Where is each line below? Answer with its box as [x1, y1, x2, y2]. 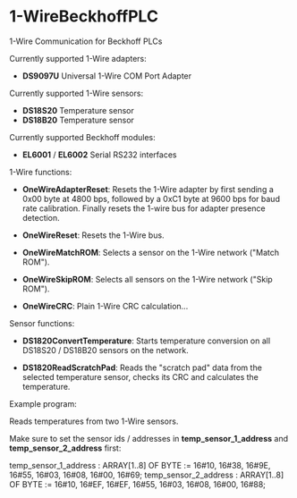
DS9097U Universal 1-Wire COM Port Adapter [21, 70, 192, 81]
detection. [21, 212, 60, 223]
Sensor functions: [9, 317, 75, 328]
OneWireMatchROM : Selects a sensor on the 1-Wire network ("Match [21, 247, 280, 257]
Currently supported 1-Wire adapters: [9, 53, 148, 63]
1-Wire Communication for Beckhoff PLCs [9, 36, 163, 46]
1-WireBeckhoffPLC [9, 6, 159, 27]
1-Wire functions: [9, 166, 72, 177]
